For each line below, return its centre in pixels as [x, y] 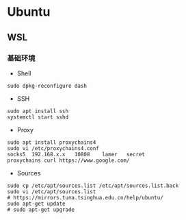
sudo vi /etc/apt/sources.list [52, 192]
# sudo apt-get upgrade [41, 210]
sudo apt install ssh [38, 111]
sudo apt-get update [37, 204]
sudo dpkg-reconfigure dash [47, 86]
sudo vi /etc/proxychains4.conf [53, 148]
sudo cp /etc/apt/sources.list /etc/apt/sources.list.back [93, 186]
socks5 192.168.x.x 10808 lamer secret [76, 154]
